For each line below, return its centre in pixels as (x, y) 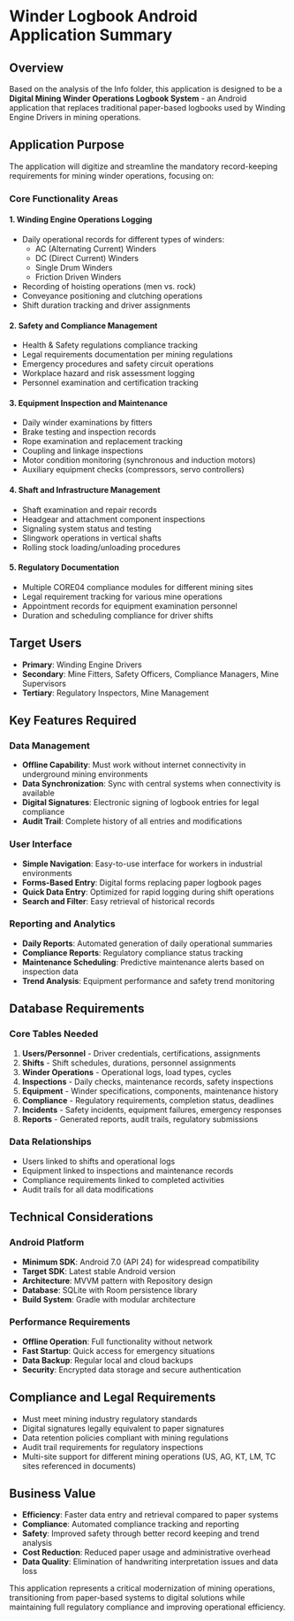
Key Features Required (73, 720)
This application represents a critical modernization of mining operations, (142, 1588)
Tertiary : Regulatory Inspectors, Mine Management (115, 693)
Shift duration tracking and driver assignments (106, 305)
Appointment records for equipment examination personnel (130, 606)
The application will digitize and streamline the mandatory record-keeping (143, 166)
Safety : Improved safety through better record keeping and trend (140, 1533)
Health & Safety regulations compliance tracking (110, 345)
